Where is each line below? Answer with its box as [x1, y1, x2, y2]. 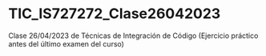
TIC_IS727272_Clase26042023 [8, 5, 221, 23]
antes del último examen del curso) [8, 39, 124, 48]
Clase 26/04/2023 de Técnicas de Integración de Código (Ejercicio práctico [8, 31, 259, 40]
